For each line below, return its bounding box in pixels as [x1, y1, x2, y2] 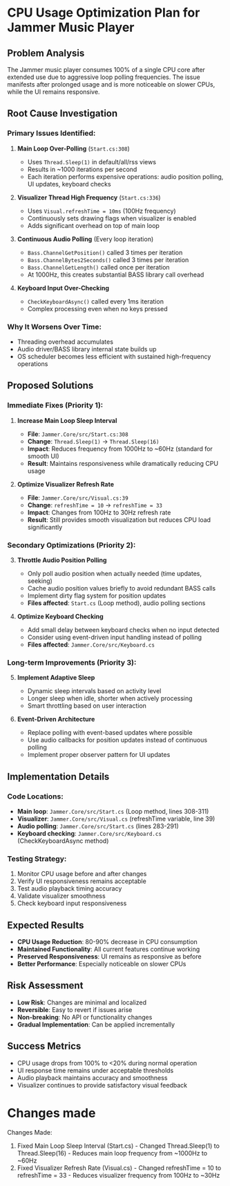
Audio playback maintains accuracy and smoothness [17, 1073, 168, 1082]
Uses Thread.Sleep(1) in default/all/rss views [27, 157, 157, 166]
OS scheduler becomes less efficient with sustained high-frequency [17, 352, 211, 360]
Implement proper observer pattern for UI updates [27, 751, 171, 759]
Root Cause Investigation [7, 107, 118, 119]
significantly [27, 523, 63, 531]
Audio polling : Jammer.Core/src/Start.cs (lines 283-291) [17, 821, 180, 830]
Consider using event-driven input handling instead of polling [27, 633, 202, 641]
